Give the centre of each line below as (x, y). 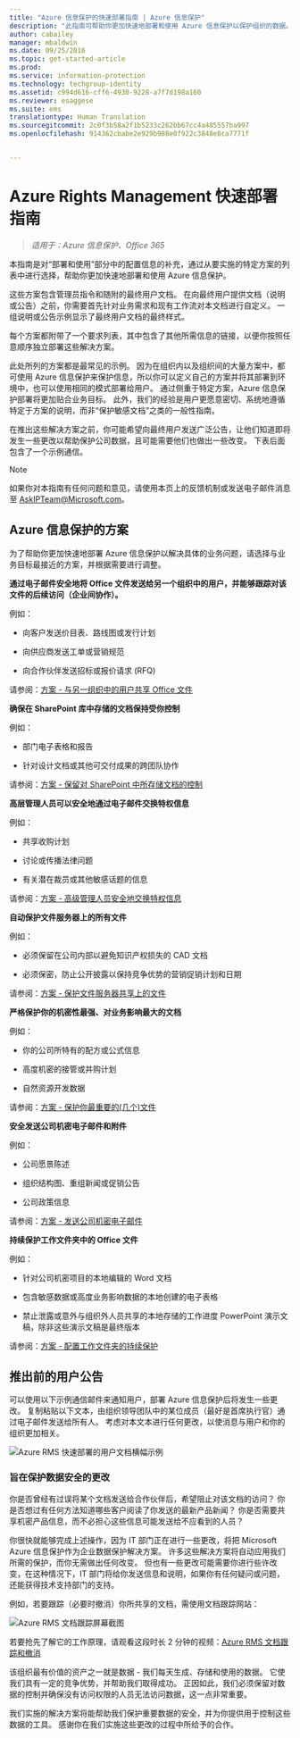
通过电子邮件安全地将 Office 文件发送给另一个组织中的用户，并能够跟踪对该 (148, 583)
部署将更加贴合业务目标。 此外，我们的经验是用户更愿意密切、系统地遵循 (151, 399)
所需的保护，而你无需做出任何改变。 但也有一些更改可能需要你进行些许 (139, 1562)
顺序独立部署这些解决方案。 (67, 347)
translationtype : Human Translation (77, 117)
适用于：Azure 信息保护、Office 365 (98, 245)
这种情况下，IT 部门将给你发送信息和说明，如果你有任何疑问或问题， (158, 1574)
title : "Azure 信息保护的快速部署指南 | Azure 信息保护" (107, 17)
